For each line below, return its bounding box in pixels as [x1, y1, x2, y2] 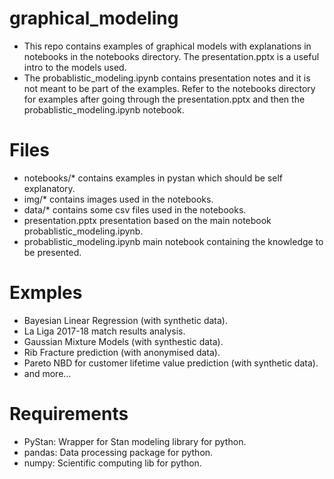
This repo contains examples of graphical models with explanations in [23, 40, 312, 52]
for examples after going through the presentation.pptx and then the [23, 93, 306, 105]
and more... [23, 367, 72, 379]
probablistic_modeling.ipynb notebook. [23, 103, 185, 116]
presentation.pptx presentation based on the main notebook [23, 214, 272, 226]
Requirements [9, 403, 129, 425]
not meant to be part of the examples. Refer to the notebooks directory [23, 82, 316, 94]
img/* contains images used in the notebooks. [23, 193, 214, 205]
